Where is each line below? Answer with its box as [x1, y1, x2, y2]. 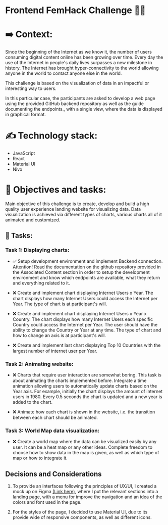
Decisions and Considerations [5, 469, 102, 478]
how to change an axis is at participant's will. [12, 332, 106, 338]
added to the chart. [12, 399, 53, 405]
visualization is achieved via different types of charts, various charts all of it [5, 212, 162, 217]
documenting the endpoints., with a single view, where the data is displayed [5, 106, 163, 112]
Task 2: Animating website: [5, 360, 74, 367]
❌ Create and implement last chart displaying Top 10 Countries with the [12, 342, 161, 348]
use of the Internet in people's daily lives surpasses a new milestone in [5, 60, 152, 66]
